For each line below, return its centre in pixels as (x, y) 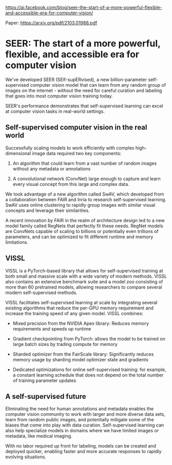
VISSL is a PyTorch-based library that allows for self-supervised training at (84, 270)
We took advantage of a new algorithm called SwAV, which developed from (85, 194)
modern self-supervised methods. (42, 293)
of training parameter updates (44, 380)
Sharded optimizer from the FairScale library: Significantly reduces (83, 354)
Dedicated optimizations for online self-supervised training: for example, (89, 370)
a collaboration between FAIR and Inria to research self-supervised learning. (86, 199)
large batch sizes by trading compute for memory (65, 344)
